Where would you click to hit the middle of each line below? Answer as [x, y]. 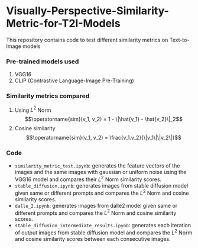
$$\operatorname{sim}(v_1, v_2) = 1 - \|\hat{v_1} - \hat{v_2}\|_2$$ [104, 119]
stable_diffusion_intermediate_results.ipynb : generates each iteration [103, 226]
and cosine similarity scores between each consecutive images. [92, 239]
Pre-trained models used [43, 62]
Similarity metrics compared [48, 96]
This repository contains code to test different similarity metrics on [87, 40]
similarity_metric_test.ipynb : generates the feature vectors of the [97, 166]
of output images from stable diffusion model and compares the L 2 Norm [103, 232]
